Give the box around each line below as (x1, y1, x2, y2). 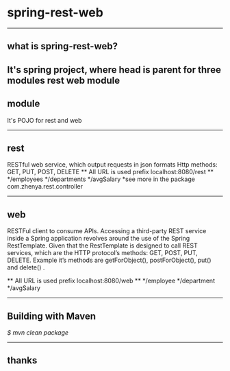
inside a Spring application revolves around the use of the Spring (7, 235, 190, 243)
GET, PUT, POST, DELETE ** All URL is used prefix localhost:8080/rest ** (7, 168, 214, 176)
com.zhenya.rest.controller (7, 182, 84, 191)
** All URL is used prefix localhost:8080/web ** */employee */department (7, 276, 216, 285)
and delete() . (7, 263, 45, 272)
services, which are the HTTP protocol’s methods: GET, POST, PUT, (7, 249, 199, 257)
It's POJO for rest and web (7, 116, 82, 124)
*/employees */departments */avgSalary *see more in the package (7, 175, 195, 183)
